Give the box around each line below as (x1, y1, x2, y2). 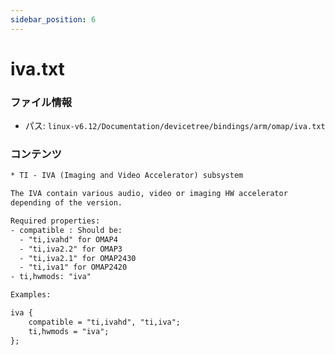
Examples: (10, 290, 52, 300)
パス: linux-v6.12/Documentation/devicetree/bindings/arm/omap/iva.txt (24, 120, 326, 132)
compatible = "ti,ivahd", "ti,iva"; (28, 317, 182, 327)
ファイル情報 (10, 95, 73, 109)
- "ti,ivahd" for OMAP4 (19, 234, 118, 245)
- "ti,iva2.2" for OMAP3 (19, 244, 123, 254)
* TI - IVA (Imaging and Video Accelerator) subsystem (10, 171, 244, 181)
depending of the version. (10, 198, 123, 208)
